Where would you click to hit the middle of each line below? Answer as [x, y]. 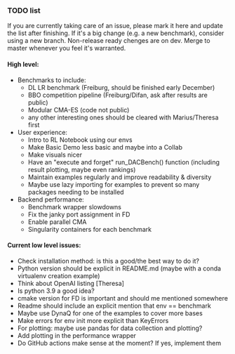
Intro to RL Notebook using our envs [80, 140]
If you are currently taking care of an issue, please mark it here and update [115, 26]
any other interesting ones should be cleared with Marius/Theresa [123, 117]
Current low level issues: [44, 245]
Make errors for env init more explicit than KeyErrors [93, 320]
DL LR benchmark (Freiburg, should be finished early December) [121, 87]
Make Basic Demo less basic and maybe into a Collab [105, 147]
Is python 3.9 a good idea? [56, 291]
